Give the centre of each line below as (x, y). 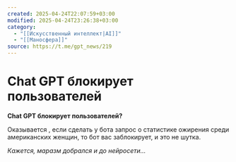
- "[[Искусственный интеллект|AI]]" (67, 33)
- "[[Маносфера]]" (41, 40)
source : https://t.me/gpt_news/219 (60, 46)
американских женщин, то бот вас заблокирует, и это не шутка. (104, 137)
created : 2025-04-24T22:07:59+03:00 (61, 14)
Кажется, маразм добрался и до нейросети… (77, 150)
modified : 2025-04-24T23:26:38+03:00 (63, 20)
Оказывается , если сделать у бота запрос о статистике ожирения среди (118, 129)
